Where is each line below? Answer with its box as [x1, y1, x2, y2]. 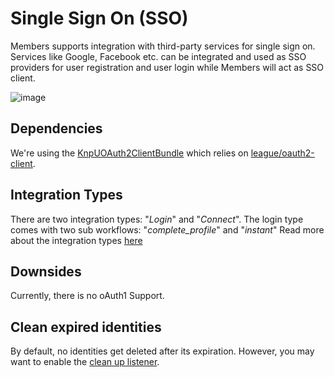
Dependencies [10, 120, 103, 137]
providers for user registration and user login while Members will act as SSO [10, 61, 325, 73]
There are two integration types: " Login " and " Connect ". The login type [10, 213, 304, 225]
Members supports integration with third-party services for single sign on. [10, 40, 316, 52]
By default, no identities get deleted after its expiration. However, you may [10, 345, 315, 357]
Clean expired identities [10, 318, 162, 336]
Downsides [10, 263, 82, 280]
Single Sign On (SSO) [10, 7, 189, 30]
